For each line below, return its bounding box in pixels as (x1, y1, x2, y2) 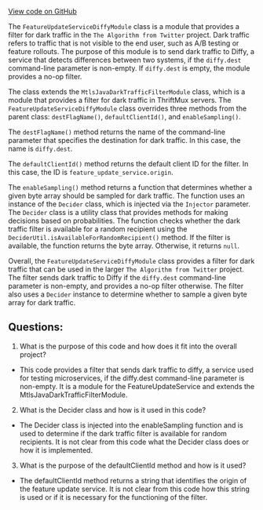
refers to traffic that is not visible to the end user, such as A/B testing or (8, 38, 239, 48)
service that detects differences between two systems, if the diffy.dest (8, 55, 242, 64)
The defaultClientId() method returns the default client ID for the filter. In (8, 159, 249, 168)
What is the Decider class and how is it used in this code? (19, 405, 206, 414)
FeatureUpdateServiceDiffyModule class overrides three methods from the (8, 104, 247, 113)
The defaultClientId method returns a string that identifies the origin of (19, 475, 247, 485)
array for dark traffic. (8, 298, 76, 307)
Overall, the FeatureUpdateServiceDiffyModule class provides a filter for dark (8, 257, 255, 265)
